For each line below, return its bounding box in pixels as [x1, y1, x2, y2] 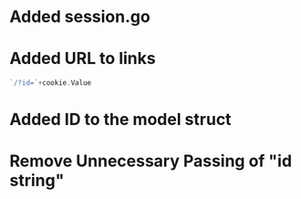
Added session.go [9, 6, 150, 27]
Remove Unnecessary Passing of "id [9, 151, 293, 172]
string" [9, 171, 65, 191]
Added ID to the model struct [9, 110, 232, 130]
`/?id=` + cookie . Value [9, 79, 92, 88]
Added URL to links [9, 48, 157, 69]
